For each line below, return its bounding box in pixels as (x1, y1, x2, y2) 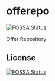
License (6, 52, 36, 63)
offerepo (6, 4, 50, 18)
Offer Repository (6, 35, 47, 42)
